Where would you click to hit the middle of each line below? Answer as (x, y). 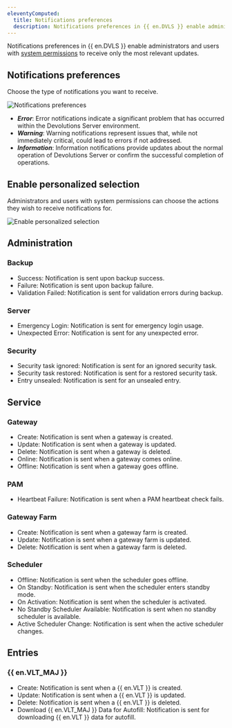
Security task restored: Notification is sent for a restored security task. (117, 373)
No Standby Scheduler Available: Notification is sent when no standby (116, 609)
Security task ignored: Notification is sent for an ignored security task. (117, 366)
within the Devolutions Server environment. (78, 126)
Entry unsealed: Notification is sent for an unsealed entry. (99, 381)
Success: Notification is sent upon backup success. (91, 278)
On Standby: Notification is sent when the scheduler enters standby (114, 587)
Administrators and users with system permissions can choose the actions (113, 201)
